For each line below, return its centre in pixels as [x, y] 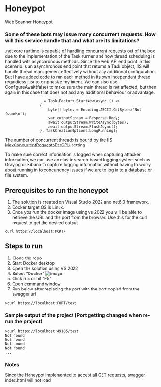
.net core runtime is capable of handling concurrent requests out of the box [80, 51]
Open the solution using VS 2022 [45, 268]
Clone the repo [27, 258]
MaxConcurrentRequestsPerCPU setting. [46, 145]
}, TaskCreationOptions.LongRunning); [79, 131]
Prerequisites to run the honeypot [57, 190]
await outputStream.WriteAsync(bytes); [88, 122]
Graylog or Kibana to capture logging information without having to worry [78, 165]
